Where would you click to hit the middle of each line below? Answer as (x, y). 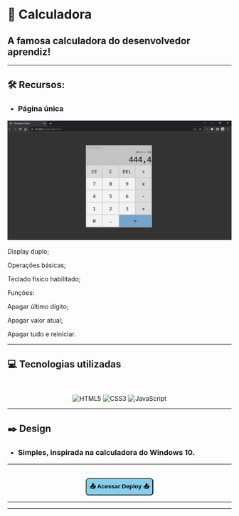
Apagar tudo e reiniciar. (42, 334)
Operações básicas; (37, 265)
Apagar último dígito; (38, 307)
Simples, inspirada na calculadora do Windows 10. (106, 452)
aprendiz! (29, 52)
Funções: (21, 293)
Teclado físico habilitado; (44, 279)
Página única (41, 109)
